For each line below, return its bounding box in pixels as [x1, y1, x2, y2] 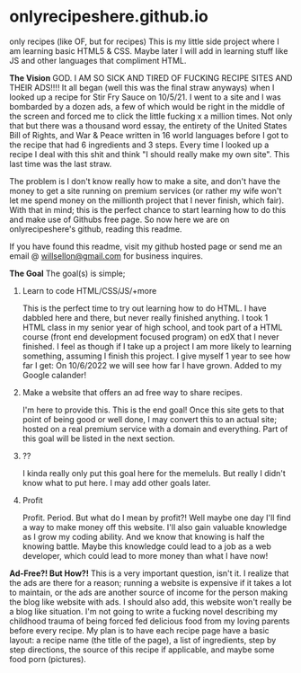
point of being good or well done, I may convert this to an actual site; [22, 413, 277, 424]
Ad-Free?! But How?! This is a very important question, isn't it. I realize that [9, 568, 289, 579]
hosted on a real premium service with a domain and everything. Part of [22, 423, 288, 434]
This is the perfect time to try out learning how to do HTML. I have [22, 303, 267, 314]
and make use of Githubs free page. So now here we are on [9, 214, 230, 225]
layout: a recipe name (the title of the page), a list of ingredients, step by [9, 634, 277, 645]
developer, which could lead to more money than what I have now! [22, 550, 269, 561]
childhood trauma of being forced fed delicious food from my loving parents [9, 615, 290, 626]
